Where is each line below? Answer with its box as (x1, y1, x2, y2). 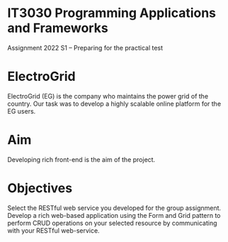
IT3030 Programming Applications (7, 5, 217, 21)
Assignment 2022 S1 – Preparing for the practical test (7, 43, 164, 52)
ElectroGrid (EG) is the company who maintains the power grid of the (7, 92, 209, 100)
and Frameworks (7, 20, 108, 36)
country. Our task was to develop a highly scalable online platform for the (7, 99, 222, 108)
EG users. (7, 106, 36, 115)
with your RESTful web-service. (7, 226, 101, 235)
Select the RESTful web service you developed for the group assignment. (7, 204, 222, 212)
